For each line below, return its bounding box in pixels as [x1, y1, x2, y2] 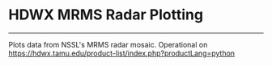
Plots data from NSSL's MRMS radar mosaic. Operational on [8, 39, 208, 49]
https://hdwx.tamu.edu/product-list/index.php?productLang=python [8, 48, 236, 58]
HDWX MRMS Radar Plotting [8, 6, 204, 24]
